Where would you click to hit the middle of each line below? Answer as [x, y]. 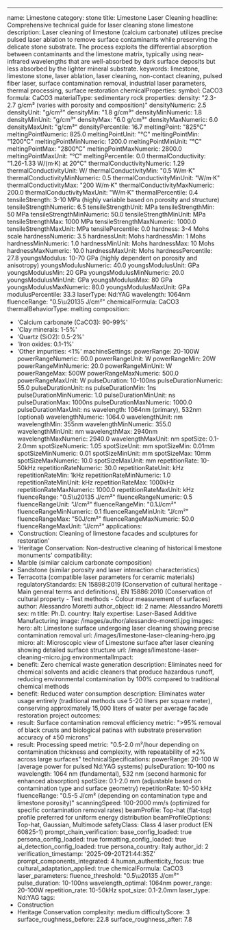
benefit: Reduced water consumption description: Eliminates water [111, 694]
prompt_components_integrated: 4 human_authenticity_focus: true [110, 861]
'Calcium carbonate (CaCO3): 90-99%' [72, 322]
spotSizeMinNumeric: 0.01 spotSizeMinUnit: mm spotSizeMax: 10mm [114, 453]
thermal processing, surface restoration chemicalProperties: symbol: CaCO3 [115, 90]
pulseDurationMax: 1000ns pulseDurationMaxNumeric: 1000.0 [105, 402]
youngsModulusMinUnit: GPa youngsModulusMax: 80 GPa [90, 280]
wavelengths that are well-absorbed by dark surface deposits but [123, 61]
